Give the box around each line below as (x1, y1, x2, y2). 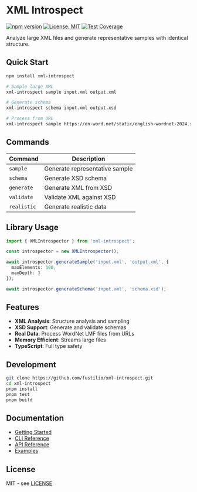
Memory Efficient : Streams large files (14, 336, 107, 343)
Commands (6, 137, 50, 147)
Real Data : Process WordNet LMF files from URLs (14, 330, 135, 337)
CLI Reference (14, 435, 50, 442)
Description (72, 155, 106, 163)
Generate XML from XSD (44, 183, 113, 192)
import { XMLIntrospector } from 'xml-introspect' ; (6, 238, 135, 244)
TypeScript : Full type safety (14, 343, 83, 350)
